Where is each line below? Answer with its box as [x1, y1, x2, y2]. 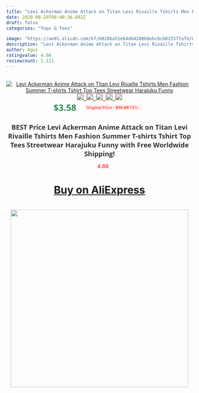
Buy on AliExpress [53, 183, 146, 197]
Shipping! [84, 149, 115, 159]
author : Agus [6, 47, 38, 53]
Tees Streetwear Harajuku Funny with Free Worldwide [9, 140, 190, 150]
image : [6, 36, 23, 42]
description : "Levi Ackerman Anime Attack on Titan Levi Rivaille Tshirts [6, 41, 195, 47]
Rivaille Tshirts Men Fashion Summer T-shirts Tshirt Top [8, 131, 191, 141]
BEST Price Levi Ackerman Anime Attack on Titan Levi [11, 122, 188, 132]
